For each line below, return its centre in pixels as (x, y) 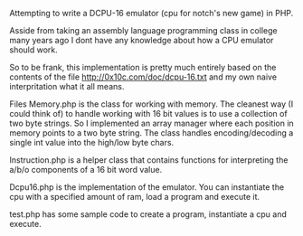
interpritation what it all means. (67, 86)
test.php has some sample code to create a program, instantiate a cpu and (148, 214)
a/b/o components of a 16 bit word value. (86, 170)
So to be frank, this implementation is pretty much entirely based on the (143, 67)
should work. (34, 50)
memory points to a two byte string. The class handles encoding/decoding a (151, 133)
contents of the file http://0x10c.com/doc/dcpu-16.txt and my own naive (143, 77)
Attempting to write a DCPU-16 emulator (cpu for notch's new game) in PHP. (151, 13)
